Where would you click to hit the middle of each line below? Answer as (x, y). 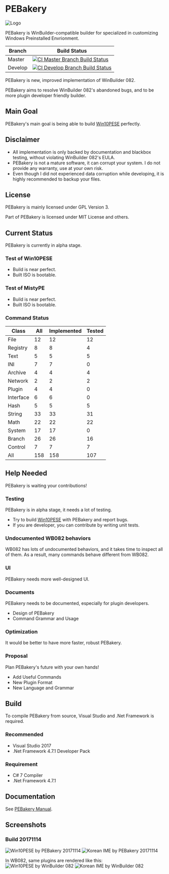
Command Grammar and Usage (46, 619)
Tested (95, 331)
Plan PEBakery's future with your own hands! (52, 667)
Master (16, 59)
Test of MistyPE (25, 288)
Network (18, 381)
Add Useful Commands (37, 677)
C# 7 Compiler (28, 775)
